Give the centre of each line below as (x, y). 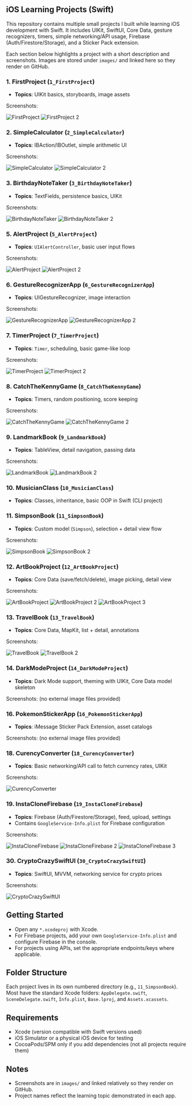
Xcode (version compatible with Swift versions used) (78, 1032)
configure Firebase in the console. (56, 942)
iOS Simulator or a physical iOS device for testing (74, 1038)
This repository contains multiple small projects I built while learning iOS (93, 23)
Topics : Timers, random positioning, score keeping (76, 399)
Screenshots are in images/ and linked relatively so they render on (94, 1083)
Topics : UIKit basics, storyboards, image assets (72, 95)
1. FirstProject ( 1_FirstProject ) (50, 82)
